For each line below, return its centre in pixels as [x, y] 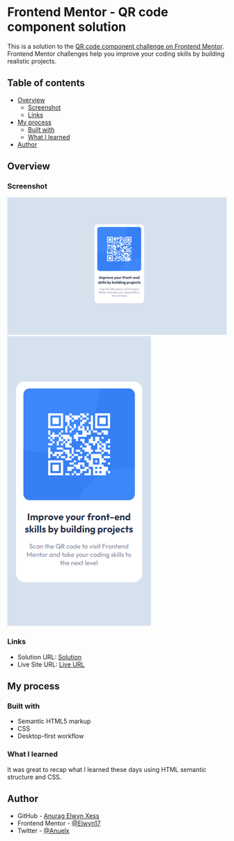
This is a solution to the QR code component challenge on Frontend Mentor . [116, 46]
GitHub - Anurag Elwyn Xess [58, 816]
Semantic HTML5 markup [54, 721]
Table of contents [46, 83]
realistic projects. [32, 61]
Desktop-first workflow [50, 736]
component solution [67, 27]
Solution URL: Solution [49, 657]
